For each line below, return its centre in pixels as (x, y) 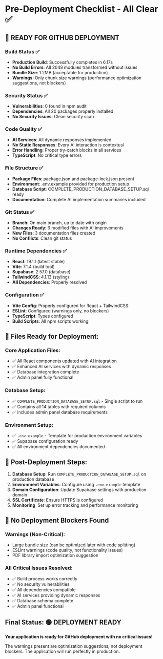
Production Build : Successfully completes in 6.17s (62, 62)
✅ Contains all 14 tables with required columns (59, 407)
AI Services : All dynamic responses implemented (62, 140)
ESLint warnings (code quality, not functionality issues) (67, 550)
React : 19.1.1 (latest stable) (38, 262)
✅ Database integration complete (46, 372)
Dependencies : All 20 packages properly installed (63, 111)
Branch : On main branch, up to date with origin (59, 223)
